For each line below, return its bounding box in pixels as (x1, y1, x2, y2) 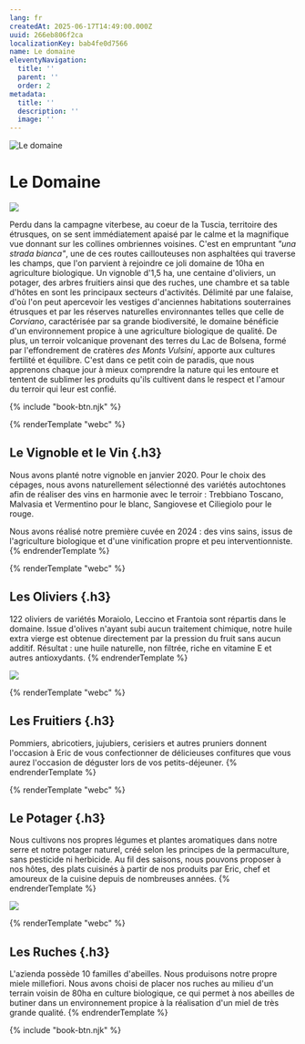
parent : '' (17, 73, 59, 82)
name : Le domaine (9, 47, 76, 56)
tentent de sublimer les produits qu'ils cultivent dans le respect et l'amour (9, 374, 285, 385)
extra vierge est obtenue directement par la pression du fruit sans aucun (9, 632, 281, 643)
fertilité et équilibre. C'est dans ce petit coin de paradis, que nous (9, 354, 255, 365)
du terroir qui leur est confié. (9, 384, 117, 394)
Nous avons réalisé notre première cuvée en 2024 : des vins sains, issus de (9, 526, 293, 537)
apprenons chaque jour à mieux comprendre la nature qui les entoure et (9, 364, 280, 375)
